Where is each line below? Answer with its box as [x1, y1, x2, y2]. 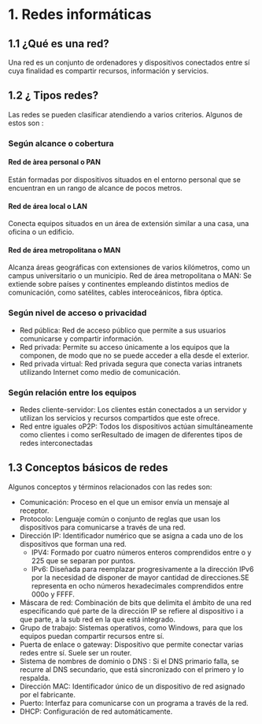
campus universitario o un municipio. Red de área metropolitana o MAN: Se [8, 271, 252, 280]
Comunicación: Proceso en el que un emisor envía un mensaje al [19, 497, 230, 507]
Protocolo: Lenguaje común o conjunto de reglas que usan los [19, 514, 221, 523]
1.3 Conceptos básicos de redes [8, 461, 168, 474]
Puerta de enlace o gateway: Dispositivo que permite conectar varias [19, 640, 244, 649]
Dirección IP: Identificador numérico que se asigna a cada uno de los [19, 530, 244, 540]
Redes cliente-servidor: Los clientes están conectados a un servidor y [19, 404, 247, 414]
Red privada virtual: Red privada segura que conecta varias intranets [19, 358, 242, 368]
